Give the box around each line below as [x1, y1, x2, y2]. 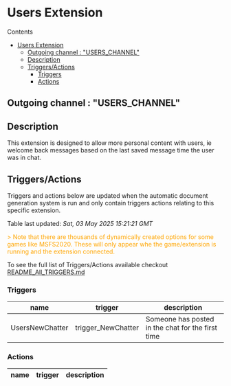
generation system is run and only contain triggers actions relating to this [7, 198, 214, 207]
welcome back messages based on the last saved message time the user [7, 146, 214, 155]
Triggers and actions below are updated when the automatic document [7, 191, 208, 200]
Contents [7, 27, 33, 36]
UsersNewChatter [10, 323, 69, 332]
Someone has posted [145, 315, 214, 324]
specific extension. [7, 206, 61, 214]
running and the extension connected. [7, 247, 115, 256]
